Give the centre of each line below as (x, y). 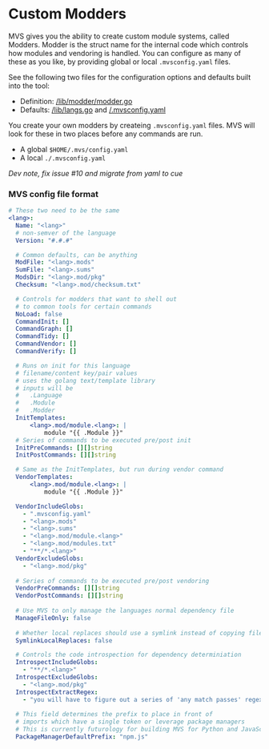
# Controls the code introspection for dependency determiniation (128, 655)
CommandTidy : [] (42, 336)
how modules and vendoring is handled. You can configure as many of (125, 53)
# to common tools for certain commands (84, 306)
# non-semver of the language (66, 233)
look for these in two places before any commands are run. (106, 134)
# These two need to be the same (64, 211)
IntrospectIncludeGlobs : (57, 662)
